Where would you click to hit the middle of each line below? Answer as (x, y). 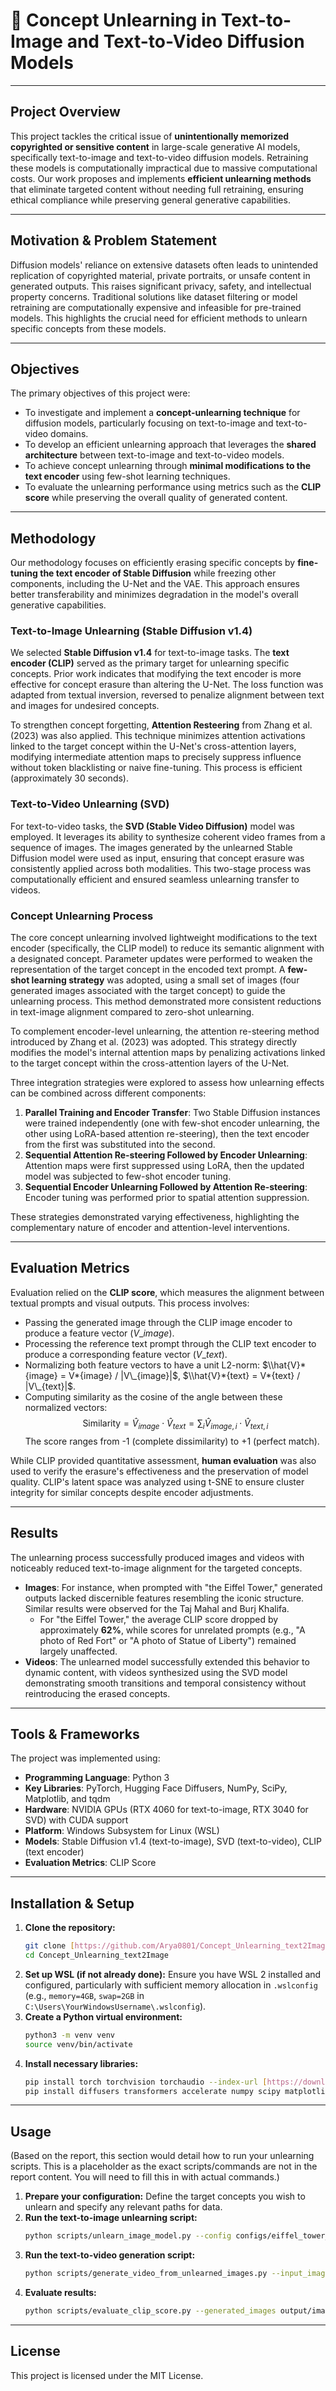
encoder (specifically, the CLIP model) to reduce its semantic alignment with (167, 948)
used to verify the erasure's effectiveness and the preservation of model (159, 1471)
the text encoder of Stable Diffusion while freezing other (158, 573)
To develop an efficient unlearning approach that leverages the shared (170, 445)
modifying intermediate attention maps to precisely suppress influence (156, 757)
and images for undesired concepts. (85, 706)
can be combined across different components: (108, 1093)
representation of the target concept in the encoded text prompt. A (148, 970)
